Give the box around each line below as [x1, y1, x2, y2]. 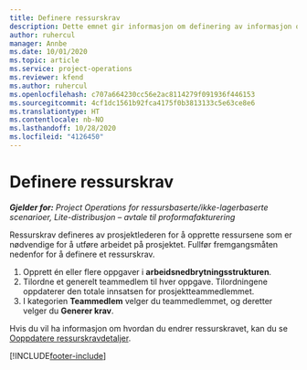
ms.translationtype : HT [9, 107, 101, 116]
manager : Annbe [9, 38, 68, 48]
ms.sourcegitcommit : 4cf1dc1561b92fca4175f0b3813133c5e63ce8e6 [9, 98, 256, 108]
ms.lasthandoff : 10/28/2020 [9, 124, 117, 133]
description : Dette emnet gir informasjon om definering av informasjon [9, 22, 292, 31]
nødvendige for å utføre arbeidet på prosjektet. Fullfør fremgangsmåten [9, 238, 279, 249]
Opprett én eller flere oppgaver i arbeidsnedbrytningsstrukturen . [22, 266, 272, 277]
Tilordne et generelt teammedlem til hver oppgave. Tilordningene [22, 276, 268, 287]
